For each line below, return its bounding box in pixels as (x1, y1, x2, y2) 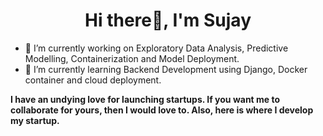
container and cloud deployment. (24, 74, 162, 86)
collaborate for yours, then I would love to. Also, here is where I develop (10, 104, 314, 116)
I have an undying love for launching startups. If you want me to (10, 93, 281, 105)
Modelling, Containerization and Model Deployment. (24, 52, 240, 64)
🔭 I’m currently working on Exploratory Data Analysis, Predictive (24, 42, 289, 54)
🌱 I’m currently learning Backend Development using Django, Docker (24, 63, 308, 75)
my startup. (10, 114, 60, 126)
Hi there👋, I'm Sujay (84, 9, 252, 32)
